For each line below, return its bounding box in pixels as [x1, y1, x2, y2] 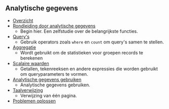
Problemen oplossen [12, 98, 56, 104]
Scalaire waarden [12, 60, 49, 66]
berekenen [20, 55, 43, 61]
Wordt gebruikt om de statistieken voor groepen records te [20, 49, 144, 56]
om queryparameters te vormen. [20, 71, 88, 77]
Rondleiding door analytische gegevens [12, 23, 96, 29]
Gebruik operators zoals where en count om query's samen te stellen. [20, 39, 164, 45]
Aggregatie [12, 44, 37, 50]
